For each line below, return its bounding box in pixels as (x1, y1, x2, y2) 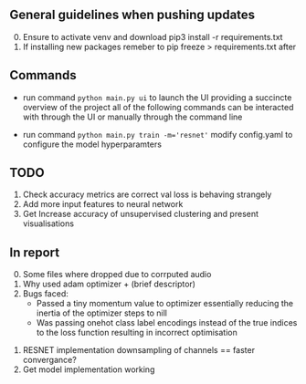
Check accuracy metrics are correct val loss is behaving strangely (22, 189, 272, 200)
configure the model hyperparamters (22, 139, 163, 150)
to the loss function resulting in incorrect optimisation (36, 327, 237, 338)
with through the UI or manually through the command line (22, 111, 243, 122)
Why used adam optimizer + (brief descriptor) (22, 278, 196, 290)
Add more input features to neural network (22, 199, 184, 210)
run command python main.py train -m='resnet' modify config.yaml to (22, 129, 293, 140)
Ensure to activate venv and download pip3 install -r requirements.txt (22, 31, 283, 42)
